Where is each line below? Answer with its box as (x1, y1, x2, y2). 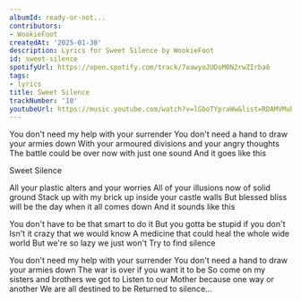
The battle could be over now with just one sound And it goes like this (9, 148, 267, 159)
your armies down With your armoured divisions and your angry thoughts (9, 138, 280, 149)
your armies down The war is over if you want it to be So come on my (9, 264, 266, 275)
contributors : (9, 21, 63, 30)
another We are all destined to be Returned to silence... (9, 283, 212, 295)
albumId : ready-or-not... (9, 13, 106, 22)
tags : (9, 71, 30, 80)
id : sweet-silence (9, 54, 78, 63)
